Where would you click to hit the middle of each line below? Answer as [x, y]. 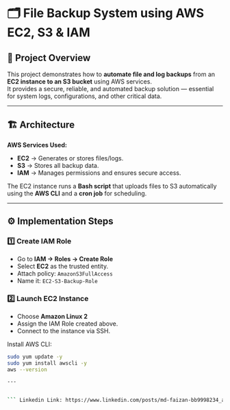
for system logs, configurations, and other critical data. [85, 96]
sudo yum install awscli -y [47, 363]
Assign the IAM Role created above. [67, 324]
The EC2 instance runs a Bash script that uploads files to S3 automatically [112, 186]
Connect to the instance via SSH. [64, 330]
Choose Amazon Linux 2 [52, 316]
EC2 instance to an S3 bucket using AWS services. [80, 82]
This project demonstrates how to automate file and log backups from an [111, 74]
